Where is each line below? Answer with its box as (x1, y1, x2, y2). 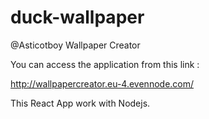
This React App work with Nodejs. (10, 97, 151, 109)
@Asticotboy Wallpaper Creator (10, 39, 141, 51)
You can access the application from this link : (10, 58, 200, 70)
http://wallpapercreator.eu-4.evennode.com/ (10, 77, 195, 90)
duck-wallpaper (10, 6, 145, 29)
